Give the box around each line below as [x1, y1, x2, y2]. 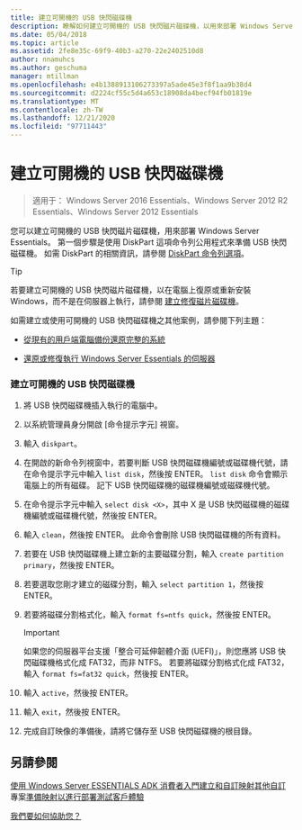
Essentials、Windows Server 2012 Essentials [31, 206, 199, 217]
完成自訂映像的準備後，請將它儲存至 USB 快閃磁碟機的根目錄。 [22, 726, 257, 736]
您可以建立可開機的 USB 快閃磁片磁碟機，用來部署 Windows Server [10, 225, 260, 236]
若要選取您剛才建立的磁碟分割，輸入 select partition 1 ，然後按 [22, 579, 264, 590]
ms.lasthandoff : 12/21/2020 [10, 113, 116, 122]
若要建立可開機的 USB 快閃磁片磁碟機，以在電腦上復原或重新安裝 [10, 284, 252, 295]
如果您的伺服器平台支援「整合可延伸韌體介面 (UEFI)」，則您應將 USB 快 [22, 645, 287, 657]
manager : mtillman [10, 72, 79, 81]
